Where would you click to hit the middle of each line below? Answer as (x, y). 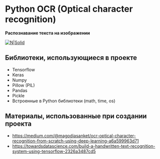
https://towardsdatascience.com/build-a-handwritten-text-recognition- (84, 146)
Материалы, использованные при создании (76, 116)
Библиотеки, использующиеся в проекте (71, 58)
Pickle (18, 95)
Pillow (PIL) (23, 85)
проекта (18, 124)
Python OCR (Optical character (69, 9)
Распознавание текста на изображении (48, 33)
